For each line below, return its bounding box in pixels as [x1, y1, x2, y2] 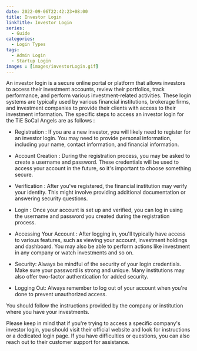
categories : [6, 36, 35, 42]
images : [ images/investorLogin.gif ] [6, 63, 99, 69]
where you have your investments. [6, 309, 90, 316]
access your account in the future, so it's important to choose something [14, 165, 191, 172]
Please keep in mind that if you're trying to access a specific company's [6, 320, 181, 327]
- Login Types [11, 42, 46, 48]
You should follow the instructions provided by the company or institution [6, 302, 183, 309]
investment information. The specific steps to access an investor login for [6, 111, 184, 118]
